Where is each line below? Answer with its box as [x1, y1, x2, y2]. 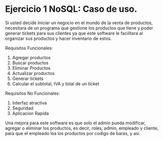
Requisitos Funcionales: [5, 45, 53, 51]
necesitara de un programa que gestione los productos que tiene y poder [5, 25, 154, 31]
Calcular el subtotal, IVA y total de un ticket [12, 80, 100, 87]
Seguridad [12, 105, 33, 111]
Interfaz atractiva [12, 100, 47, 106]
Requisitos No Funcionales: [5, 90, 60, 96]
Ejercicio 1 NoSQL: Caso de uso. [5, 3, 137, 15]
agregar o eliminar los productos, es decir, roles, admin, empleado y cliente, [5, 125, 159, 131]
